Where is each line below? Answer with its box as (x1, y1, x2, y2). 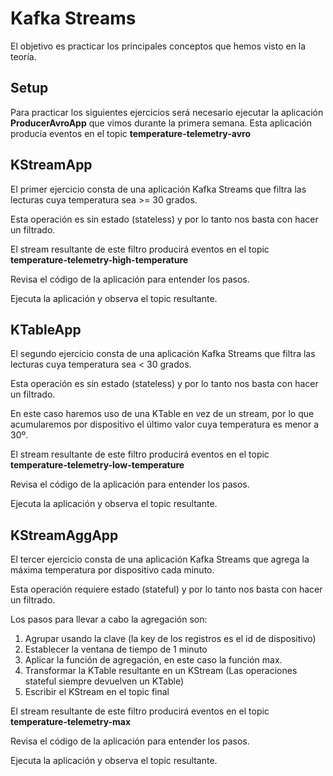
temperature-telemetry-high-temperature (10, 253, 189, 266)
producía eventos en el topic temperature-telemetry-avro (10, 127, 252, 139)
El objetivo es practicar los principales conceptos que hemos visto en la (10, 40, 307, 52)
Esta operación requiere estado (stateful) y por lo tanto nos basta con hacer (10, 583, 323, 596)
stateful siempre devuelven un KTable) (24, 675, 185, 687)
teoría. (10, 50, 37, 62)
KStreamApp (10, 157, 93, 174)
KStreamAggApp (10, 527, 119, 544)
